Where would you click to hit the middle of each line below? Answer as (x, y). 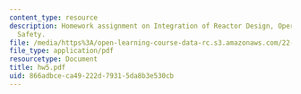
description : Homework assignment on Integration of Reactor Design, (142, 26)
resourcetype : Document (54, 59)
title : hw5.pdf (38, 68)
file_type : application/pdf (62, 51)
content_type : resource (54, 17)
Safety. (32, 34)
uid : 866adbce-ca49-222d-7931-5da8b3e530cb (92, 76)
